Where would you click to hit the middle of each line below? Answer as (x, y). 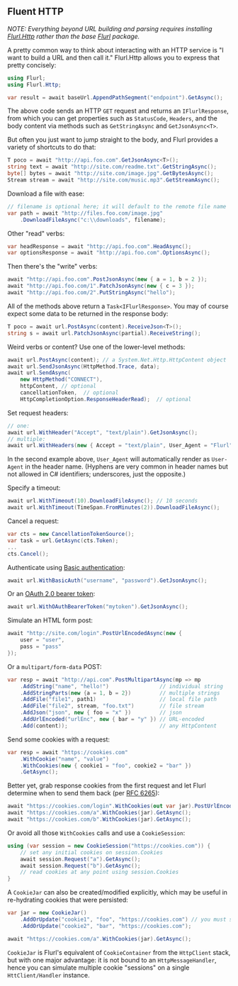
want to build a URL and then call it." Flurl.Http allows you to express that (113, 57)
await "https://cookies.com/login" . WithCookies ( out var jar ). (101, 806)
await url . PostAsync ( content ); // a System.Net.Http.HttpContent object (117, 360)
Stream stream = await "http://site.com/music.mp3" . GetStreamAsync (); (114, 180)
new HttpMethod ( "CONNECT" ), (61, 380)
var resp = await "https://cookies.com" (68, 752)
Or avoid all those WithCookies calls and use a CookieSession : (96, 833)
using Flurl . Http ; (34, 84)
